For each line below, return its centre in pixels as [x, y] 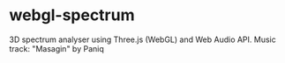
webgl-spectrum [72, 15]
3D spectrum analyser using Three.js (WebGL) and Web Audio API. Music [142, 39]
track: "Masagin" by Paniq [56, 48]
